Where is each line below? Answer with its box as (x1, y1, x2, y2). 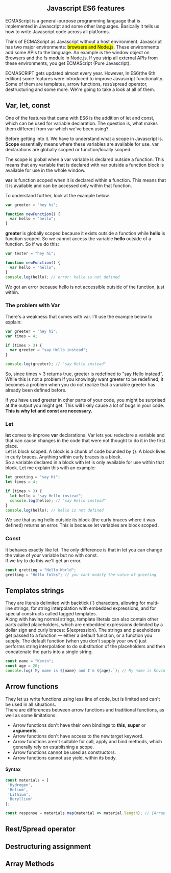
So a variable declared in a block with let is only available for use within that (5, 460, 164, 466)
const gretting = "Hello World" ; (5, 567, 77, 572)
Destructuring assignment (5, 842, 91, 851)
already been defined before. (5, 387, 67, 393)
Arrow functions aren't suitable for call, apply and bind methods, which (12, 738, 162, 744)
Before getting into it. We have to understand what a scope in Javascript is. (5, 135, 163, 142)
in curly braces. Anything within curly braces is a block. (5, 454, 122, 460)
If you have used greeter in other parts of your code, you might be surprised (5, 397, 166, 403)
